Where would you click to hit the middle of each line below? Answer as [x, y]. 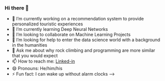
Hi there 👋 [17, 8]
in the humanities [30, 45]
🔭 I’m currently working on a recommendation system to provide [78, 19]
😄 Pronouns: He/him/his [37, 69]
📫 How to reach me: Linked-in [43, 61]
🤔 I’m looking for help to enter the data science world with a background [86, 40]
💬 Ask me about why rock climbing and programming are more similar [83, 50]
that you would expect [35, 56]
